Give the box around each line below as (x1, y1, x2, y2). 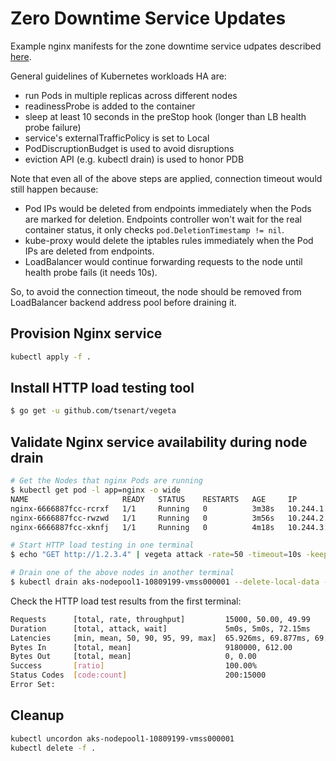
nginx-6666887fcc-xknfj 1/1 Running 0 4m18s (10, 522, 275, 532)
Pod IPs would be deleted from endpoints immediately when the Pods (24, 202, 312, 214)
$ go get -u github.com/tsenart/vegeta (10, 406, 177, 416)
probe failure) (24, 121, 82, 133)
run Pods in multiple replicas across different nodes (24, 89, 238, 101)
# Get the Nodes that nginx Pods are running (10, 476, 203, 486)
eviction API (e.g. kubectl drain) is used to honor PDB (24, 153, 245, 165)
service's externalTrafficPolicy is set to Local (24, 132, 210, 144)
